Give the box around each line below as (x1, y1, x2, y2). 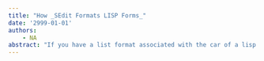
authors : (8, 26, 37, 34)
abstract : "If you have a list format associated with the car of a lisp (8, 41, 257, 49)
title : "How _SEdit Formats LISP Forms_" (8, 11, 147, 20)
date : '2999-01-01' (8, 19, 73, 27)
